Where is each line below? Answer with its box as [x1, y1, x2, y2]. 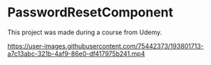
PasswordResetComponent [7, 4, 173, 21]
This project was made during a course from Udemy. [7, 28, 163, 36]
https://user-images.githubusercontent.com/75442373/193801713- [7, 41, 205, 50]
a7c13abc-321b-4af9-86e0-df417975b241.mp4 [7, 49, 145, 58]
